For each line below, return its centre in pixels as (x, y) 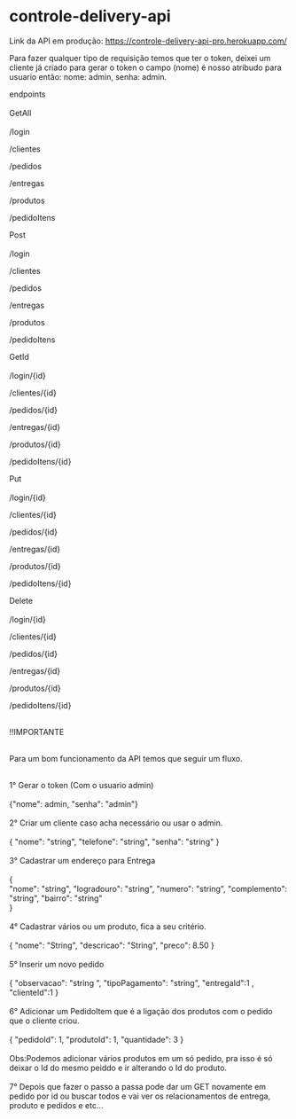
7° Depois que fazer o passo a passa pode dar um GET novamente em (138, 1086)
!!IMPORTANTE (37, 732)
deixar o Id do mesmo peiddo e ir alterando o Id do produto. (118, 1068)
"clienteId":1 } (34, 992)
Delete (21, 600)
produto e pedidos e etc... (56, 1105)
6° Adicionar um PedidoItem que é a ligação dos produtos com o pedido (141, 1011)
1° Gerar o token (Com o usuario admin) (82, 785)
